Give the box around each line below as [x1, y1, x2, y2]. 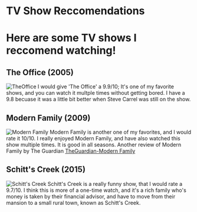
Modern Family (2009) [6, 113, 91, 123]
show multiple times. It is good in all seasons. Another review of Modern [6, 141, 182, 148]
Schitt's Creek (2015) [6, 165, 86, 175]
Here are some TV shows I [6, 31, 137, 45]
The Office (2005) [6, 67, 74, 78]
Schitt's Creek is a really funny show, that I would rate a [47, 180, 183, 187]
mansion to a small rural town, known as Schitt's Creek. [6, 199, 141, 206]
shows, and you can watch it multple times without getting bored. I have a [6, 89, 185, 97]
